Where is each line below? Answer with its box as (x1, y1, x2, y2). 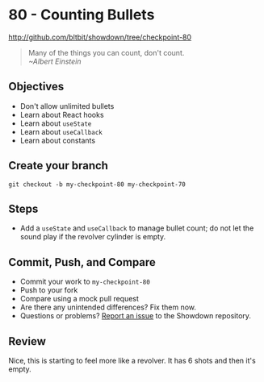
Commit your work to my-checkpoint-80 (19, 276, 151, 287)
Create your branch (8, 159, 109, 172)
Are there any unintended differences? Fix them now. (19, 302, 196, 312)
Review (8, 334, 47, 348)
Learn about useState (19, 118, 92, 128)
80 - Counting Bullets (8, 6, 155, 24)
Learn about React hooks (19, 110, 104, 119)
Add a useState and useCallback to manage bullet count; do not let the (19, 223, 254, 233)
